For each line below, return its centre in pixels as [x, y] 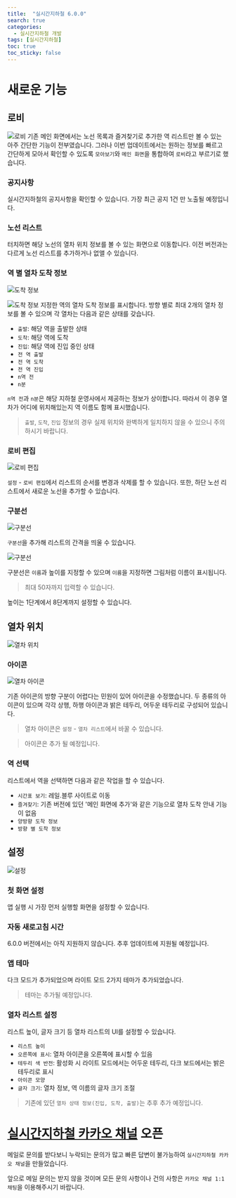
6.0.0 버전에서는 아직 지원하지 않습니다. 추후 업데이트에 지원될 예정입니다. [108, 944]
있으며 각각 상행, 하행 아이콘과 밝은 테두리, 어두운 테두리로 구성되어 [117, 705]
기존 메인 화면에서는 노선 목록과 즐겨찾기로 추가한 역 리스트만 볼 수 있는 [125, 136]
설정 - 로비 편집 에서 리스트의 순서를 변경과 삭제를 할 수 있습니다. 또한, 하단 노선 [113, 483]
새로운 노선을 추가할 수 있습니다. [76, 491]
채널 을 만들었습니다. [42, 1163]
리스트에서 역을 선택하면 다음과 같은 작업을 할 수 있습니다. [86, 780]
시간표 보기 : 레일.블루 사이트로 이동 [64, 795]
